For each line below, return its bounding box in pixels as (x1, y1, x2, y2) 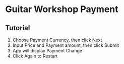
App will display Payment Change (12, 48, 82, 53)
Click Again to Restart (12, 53, 58, 59)
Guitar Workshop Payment (5, 4, 118, 15)
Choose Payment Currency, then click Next (12, 37, 102, 43)
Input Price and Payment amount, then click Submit (12, 42, 119, 48)
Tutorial (5, 24, 30, 32)
